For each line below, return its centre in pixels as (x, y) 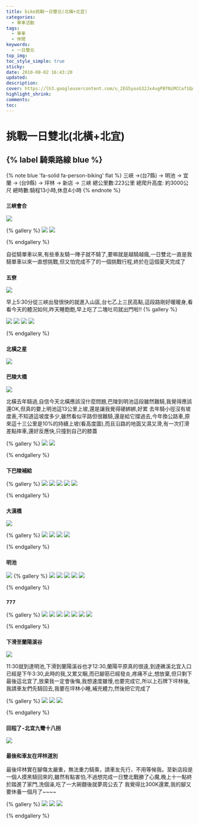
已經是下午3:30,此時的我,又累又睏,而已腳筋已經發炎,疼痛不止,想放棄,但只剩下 (99, 674)
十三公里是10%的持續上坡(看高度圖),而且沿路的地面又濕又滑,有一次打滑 (103, 423)
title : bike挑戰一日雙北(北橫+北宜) (47, 12)
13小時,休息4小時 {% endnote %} (80, 190)
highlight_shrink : (29, 94)
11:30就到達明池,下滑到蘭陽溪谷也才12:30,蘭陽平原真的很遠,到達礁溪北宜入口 (99, 666)
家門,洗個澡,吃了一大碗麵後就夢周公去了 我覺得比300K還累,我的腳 (106, 784)
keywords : (18, 45)
